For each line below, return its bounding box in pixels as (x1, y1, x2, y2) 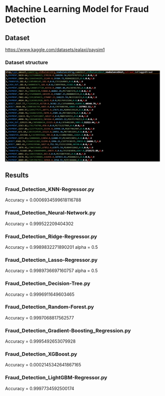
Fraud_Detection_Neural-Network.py (5, 209, 96, 216)
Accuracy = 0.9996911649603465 (5, 291, 75, 297)
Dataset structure (5, 59, 48, 66)
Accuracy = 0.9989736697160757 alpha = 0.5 (5, 268, 98, 274)
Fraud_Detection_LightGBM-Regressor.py (5, 374, 108, 381)
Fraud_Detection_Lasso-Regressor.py (5, 256, 98, 263)
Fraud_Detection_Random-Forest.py (5, 304, 94, 311)
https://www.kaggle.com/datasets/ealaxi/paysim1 (5, 47, 105, 52)
